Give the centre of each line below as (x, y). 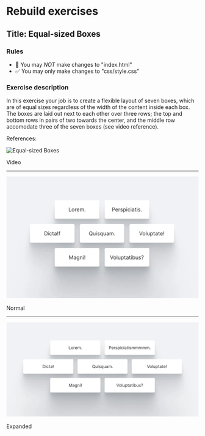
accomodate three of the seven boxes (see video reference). (83, 127)
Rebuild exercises (52, 11)
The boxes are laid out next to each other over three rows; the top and (94, 114)
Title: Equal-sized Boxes (53, 34)
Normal (16, 308)
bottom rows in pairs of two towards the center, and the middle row (91, 120)
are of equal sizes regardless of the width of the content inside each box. (98, 107)
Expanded (19, 426)
